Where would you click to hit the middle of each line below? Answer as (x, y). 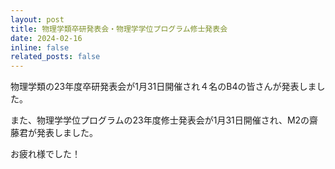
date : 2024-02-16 (46, 38)
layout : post (37, 19)
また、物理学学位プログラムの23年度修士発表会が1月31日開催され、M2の (160, 120)
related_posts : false (55, 57)
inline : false (40, 47)
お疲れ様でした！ (45, 154)
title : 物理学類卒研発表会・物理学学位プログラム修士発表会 (119, 29)
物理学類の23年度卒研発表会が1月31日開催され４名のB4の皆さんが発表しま (163, 87)
